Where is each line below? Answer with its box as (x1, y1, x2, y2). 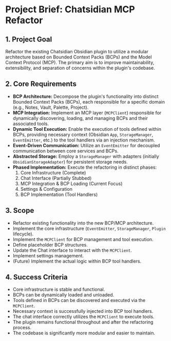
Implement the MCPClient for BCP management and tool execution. (12, 236, 154, 242)
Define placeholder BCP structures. (12, 242, 88, 248)
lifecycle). (12, 231, 34, 237)
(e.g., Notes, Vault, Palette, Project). (12, 104, 89, 110)
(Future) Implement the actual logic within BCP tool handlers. (12, 258, 142, 264)
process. (12, 325, 32, 331)
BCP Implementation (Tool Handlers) (20, 191, 98, 197)
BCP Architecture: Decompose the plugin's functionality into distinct (12, 93, 159, 99)
